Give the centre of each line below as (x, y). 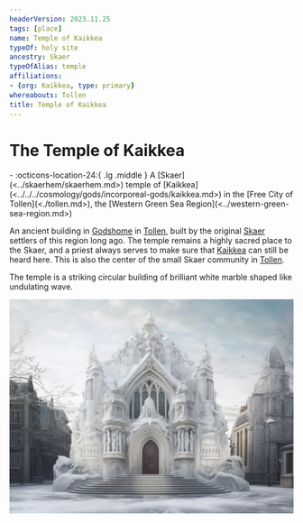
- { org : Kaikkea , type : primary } (72, 86)
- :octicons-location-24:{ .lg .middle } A (83, 175)
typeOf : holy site (44, 48)
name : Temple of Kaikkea (56, 38)
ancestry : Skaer (40, 57)
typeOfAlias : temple (48, 67)
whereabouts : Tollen (48, 95)
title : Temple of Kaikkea (58, 105)
